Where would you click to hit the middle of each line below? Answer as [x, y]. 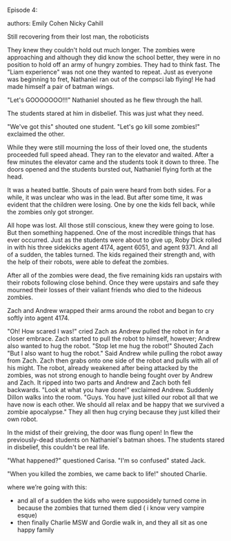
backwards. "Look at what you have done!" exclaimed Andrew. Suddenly [110, 390]
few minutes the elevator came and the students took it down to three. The [113, 162]
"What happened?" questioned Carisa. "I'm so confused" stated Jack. [107, 460]
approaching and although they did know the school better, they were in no [114, 57]
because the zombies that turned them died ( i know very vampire [111, 508]
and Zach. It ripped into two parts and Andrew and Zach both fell [99, 382]
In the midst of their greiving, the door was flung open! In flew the [100, 432]
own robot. [22, 419]
